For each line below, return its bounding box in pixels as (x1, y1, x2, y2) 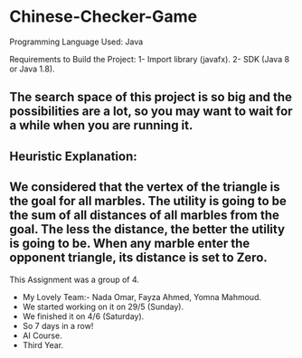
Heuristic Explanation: (9, 148, 137, 164)
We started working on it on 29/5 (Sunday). (22, 301, 184, 312)
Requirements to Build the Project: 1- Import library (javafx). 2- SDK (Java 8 (9, 53, 290, 64)
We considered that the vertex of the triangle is (9, 179, 280, 195)
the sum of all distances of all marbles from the (9, 208, 280, 223)
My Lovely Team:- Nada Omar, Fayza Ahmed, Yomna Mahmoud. (22, 291, 262, 302)
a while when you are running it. (9, 118, 193, 133)
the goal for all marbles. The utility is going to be (9, 193, 287, 209)
